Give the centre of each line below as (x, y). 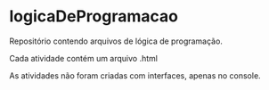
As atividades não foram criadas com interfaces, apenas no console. (135, 75)
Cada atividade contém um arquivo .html (84, 58)
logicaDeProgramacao (94, 16)
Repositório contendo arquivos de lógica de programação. (116, 41)
